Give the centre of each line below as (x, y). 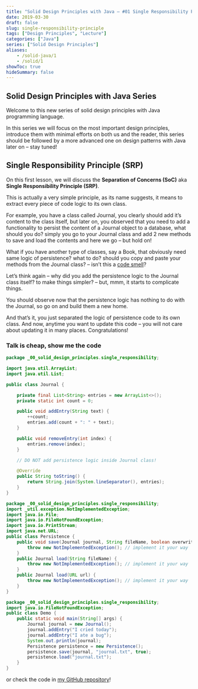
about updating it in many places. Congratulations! (67, 330)
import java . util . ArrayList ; (42, 368)
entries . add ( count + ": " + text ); (71, 423)
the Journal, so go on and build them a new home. (67, 306)
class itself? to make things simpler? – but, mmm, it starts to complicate (93, 282)
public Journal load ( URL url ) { (56, 575)
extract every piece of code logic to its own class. (67, 203)
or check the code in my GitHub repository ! (58, 680)
